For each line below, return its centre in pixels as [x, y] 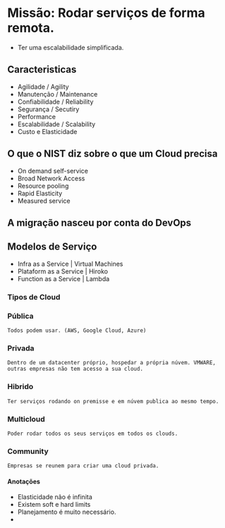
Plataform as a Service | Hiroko [62, 271]
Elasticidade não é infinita [55, 497]
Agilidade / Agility [43, 87]
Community [28, 451]
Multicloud [26, 419]
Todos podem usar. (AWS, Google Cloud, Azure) [77, 330]
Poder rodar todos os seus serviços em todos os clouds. [93, 434]
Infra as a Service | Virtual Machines [70, 264]
